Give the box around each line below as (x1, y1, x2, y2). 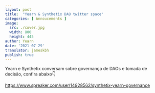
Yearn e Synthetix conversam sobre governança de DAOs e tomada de (5, 66, 148, 72)
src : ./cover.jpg (9, 25, 45, 30)
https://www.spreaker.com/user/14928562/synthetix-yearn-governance (5, 82, 150, 88)
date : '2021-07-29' (5, 43, 45, 48)
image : (5, 20, 19, 26)
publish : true (5, 52, 34, 57)
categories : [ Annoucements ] (5, 16, 67, 21)
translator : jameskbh (5, 48, 49, 53)
